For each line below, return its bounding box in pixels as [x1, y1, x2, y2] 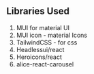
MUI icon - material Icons [16, 31, 88, 39]
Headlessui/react [16, 45, 65, 53]
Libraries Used [6, 5, 69, 17]
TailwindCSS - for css [16, 38, 78, 47]
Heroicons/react [16, 53, 63, 61]
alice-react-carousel [16, 60, 74, 68]
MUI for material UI [16, 23, 69, 32]
